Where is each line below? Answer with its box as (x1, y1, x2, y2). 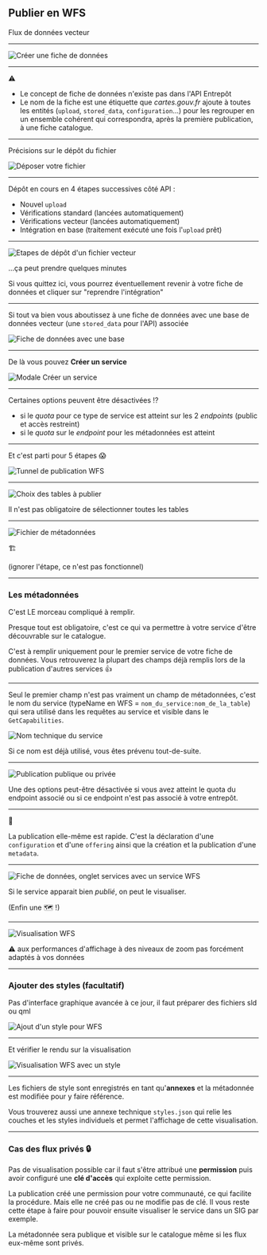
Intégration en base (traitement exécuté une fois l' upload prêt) (19, 225, 222, 234)
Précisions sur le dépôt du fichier (8, 145, 117, 155)
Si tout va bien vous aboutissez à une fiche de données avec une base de (8, 310, 250, 320)
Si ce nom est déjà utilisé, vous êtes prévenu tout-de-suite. (8, 746, 201, 756)
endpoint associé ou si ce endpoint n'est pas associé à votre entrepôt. (8, 793, 238, 803)
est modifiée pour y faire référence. (8, 1092, 125, 1101)
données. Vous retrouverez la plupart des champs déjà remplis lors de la (8, 655, 246, 665)
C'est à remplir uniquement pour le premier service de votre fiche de (8, 647, 233, 656)
